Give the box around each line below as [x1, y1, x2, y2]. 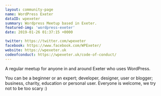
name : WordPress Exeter [5, 12, 54, 17]
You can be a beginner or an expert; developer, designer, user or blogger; [5, 75, 153, 81]
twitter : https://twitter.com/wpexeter [5, 38, 86, 44]
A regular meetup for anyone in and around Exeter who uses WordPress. [5, 65, 151, 71]
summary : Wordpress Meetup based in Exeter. [5, 20, 97, 26]
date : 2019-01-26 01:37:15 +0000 [5, 30, 73, 35]
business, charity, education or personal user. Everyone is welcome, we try [5, 80, 156, 86]
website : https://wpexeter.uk [5, 47, 67, 53]
